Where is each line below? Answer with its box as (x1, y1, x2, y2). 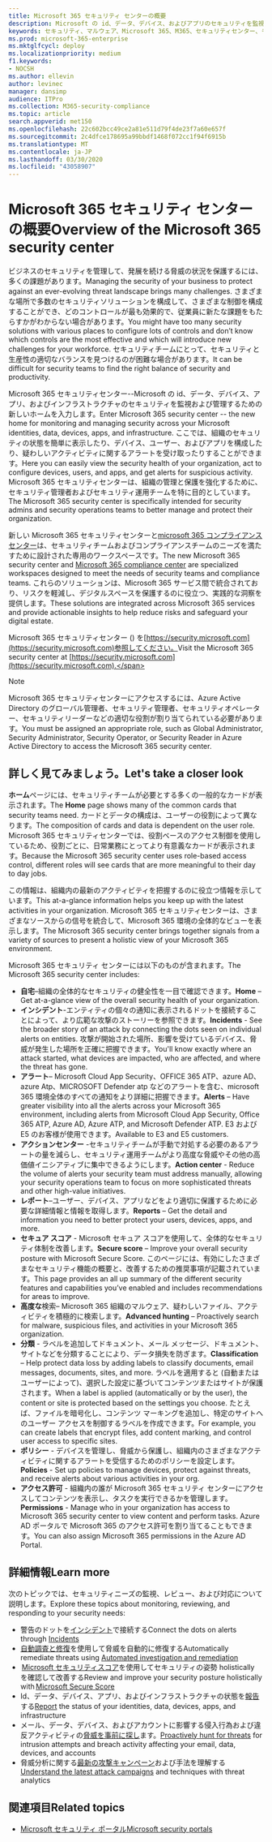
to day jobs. (8, 868, 48, 878)
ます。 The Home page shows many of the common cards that (29, 800, 237, 810)
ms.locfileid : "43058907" (8, 163, 96, 171)
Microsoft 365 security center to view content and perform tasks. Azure (19, 1511, 261, 1521)
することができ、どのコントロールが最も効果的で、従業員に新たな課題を (8, 307, 249, 316)
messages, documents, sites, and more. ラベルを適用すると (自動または (19, 1367, 259, 1377)
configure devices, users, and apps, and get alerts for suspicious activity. (8, 467, 253, 477)
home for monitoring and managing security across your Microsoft (8, 419, 231, 428)
